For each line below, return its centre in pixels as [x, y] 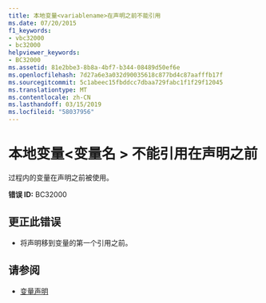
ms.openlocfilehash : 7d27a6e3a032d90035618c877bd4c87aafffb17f [116, 75]
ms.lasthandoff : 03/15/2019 [55, 104]
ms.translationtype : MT [48, 90]
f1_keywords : [30, 30]
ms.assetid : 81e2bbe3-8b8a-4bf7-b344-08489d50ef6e [94, 68]
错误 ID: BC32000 [38, 194]
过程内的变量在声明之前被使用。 [61, 177]
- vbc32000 [26, 38]
